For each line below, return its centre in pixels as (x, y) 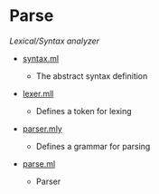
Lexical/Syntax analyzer (55, 41)
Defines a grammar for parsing (93, 146)
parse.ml (39, 163)
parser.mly (42, 129)
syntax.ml (41, 58)
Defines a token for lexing (84, 111)
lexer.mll (38, 93)
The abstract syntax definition (92, 76)
